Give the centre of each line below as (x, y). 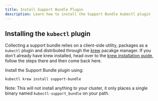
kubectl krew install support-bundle (43, 79)
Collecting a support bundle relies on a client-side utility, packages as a (76, 45)
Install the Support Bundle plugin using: (44, 70)
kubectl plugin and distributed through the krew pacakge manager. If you (78, 50)
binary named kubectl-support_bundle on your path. (57, 93)
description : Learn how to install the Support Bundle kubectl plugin (78, 14)
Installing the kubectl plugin (48, 34)
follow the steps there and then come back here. (53, 61)
